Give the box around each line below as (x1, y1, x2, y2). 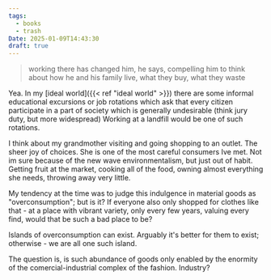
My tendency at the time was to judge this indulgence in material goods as (8, 189, 256, 198)
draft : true (8, 42, 49, 50)
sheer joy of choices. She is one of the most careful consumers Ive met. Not (8, 147, 262, 157)
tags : (8, 11, 27, 20)
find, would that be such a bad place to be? (8, 214, 153, 224)
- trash (15, 27, 42, 35)
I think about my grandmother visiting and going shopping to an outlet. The (8, 138, 258, 148)
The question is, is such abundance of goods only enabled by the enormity (8, 254, 258, 264)
